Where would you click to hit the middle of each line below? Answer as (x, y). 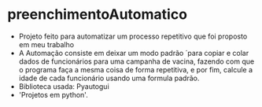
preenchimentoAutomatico (98, 15)
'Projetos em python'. (53, 94)
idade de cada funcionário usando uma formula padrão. (109, 78)
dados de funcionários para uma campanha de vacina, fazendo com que (137, 61)
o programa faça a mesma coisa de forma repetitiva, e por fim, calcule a (136, 69)
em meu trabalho (46, 44)
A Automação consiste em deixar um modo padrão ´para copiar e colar (134, 53)
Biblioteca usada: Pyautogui (64, 86)
